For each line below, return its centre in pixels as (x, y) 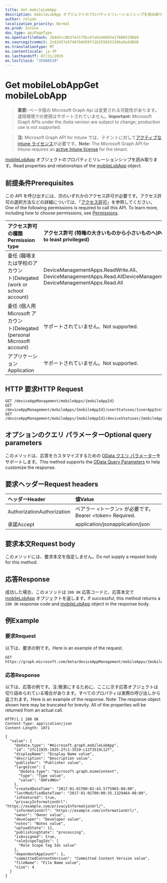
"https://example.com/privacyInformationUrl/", (55, 806)
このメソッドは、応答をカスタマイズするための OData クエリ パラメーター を (83, 455)
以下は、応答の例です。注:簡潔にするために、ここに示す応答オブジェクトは (82, 687)
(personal (19, 335)
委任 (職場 (19, 256)
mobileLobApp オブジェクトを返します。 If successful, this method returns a (83, 598)
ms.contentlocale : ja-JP (31, 51)
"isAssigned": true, (35, 837)
